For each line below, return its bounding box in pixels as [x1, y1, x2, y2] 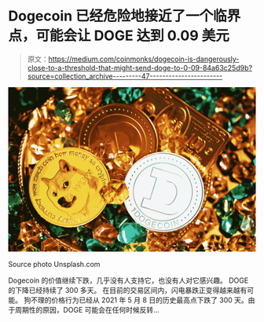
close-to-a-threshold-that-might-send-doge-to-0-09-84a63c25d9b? [27, 63, 253, 72]
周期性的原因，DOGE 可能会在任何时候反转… [14, 305, 159, 314]
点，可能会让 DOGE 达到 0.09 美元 [8, 27, 229, 45]
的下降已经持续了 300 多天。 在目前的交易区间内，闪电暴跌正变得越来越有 [8, 285, 247, 295]
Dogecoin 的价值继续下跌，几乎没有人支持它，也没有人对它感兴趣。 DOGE [8, 276, 249, 285]
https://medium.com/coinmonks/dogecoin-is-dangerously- [48, 54, 240, 64]
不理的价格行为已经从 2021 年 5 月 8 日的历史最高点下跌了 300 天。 [30, 295, 249, 305]
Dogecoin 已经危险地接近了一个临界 [8, 7, 241, 25]
